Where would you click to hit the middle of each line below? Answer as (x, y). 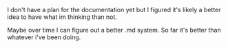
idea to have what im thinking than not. (62, 17)
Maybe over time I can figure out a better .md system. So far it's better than (114, 30)
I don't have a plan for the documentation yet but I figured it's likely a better (114, 10)
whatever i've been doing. (44, 37)
